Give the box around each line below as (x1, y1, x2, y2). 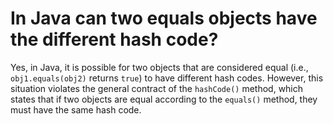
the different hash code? (10, 28, 219, 51)
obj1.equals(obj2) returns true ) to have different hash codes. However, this (10, 72, 324, 84)
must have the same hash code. (10, 103, 142, 116)
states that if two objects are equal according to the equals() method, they (10, 93, 318, 105)
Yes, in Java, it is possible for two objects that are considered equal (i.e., (10, 61, 309, 73)
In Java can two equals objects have (10, 7, 318, 30)
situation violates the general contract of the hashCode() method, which (10, 82, 304, 94)
